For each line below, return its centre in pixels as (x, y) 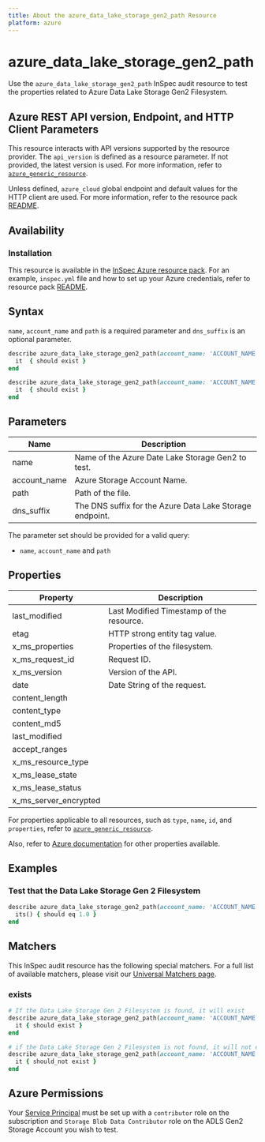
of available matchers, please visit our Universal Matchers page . (112, 974)
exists (20, 994)
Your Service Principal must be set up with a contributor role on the (119, 1112)
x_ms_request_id (43, 659)
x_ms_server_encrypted (56, 800)
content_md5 (37, 723)
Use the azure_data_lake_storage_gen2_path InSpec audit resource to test (128, 84)
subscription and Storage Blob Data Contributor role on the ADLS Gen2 (126, 1121)
